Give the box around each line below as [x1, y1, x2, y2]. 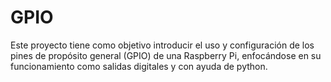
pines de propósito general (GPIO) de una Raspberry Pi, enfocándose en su [10, 49, 322, 61]
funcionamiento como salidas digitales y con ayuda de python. [10, 60, 268, 72]
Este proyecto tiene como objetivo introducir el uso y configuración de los [10, 39, 315, 51]
